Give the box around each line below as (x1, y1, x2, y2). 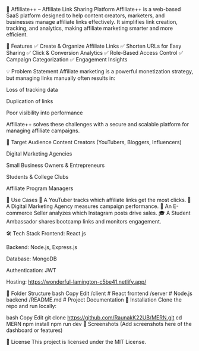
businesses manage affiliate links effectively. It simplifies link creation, (6, 18, 178, 25)
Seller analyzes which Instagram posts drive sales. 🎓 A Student (33, 209, 191, 216)
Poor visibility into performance (6, 109, 83, 116)
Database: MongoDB (6, 255, 58, 262)
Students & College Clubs (6, 173, 69, 180)
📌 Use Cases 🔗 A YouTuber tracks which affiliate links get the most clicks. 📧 (6, 197, 191, 203)
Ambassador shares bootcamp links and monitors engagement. (6, 218, 162, 225)
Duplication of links (6, 98, 53, 104)
